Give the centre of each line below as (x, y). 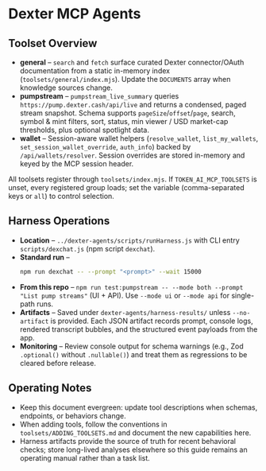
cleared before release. (58, 363)
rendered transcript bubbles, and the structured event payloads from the (139, 329)
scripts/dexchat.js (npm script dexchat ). (87, 248)
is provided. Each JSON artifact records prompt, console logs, (152, 321)
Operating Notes (50, 388)
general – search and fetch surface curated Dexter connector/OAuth (132, 62)
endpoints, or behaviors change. (73, 415)
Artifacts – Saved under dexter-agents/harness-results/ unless (125, 312)
